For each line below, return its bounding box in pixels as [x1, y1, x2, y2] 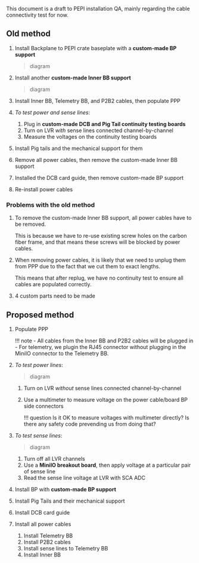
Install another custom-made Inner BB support [14, 74, 131, 81]
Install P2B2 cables [23, 538, 71, 546]
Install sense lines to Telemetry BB [23, 544, 108, 552]
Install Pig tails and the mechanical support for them [14, 145, 143, 152]
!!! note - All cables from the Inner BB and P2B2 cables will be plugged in [14, 337, 194, 344]
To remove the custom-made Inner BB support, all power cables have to [14, 215, 192, 222]
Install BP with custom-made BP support [14, 485, 116, 492]
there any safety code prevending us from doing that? [23, 420, 156, 427]
